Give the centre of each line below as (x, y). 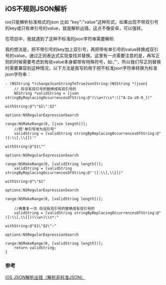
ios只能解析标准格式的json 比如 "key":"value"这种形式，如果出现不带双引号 (82, 22)
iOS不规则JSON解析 (36, 9)
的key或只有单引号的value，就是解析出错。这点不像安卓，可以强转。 (75, 28)
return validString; (35, 248)
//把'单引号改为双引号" (35, 129)
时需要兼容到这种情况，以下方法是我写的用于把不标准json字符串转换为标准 (81, 68)
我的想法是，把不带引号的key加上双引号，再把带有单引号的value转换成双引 (82, 49)
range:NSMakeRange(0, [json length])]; (46, 124)
